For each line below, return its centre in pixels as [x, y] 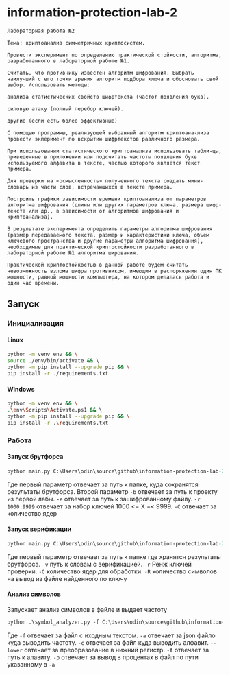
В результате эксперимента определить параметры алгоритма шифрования [110, 229]
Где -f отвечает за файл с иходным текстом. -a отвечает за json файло [111, 635]
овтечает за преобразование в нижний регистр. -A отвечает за [116, 650]
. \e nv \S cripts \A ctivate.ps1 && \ [55, 410]
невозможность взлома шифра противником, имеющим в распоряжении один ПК [115, 271]
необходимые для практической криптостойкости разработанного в [101, 247]
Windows [21, 389]
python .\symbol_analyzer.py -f [53, 622]
